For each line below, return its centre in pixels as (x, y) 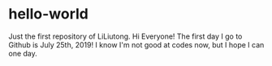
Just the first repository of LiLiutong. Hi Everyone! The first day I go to (125, 36)
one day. (23, 53)
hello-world (49, 14)
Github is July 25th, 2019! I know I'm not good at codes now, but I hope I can (136, 44)
